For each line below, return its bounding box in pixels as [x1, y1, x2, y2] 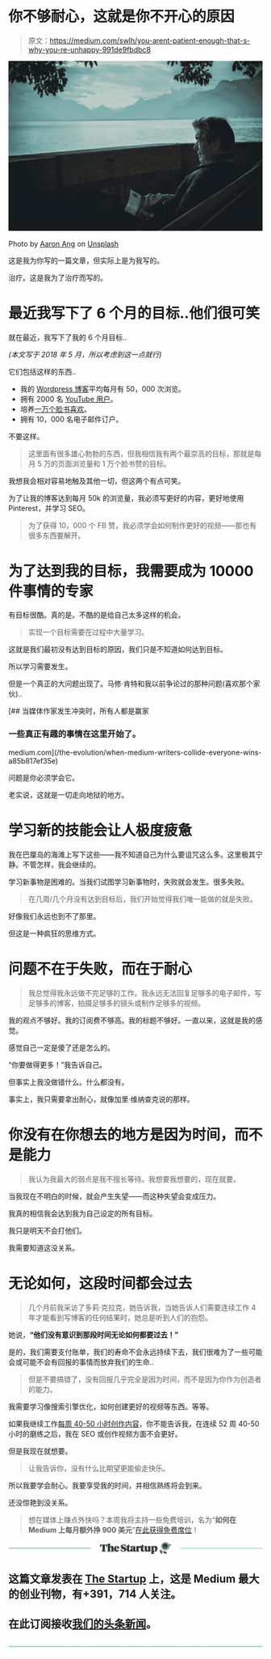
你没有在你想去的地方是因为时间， [8, 1125, 236, 1144]
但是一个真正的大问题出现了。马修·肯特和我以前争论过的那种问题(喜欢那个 [8, 679, 254, 688]
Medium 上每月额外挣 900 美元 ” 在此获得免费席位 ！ [27, 1525, 199, 1534]
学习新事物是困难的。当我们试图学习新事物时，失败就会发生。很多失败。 [8, 877, 248, 887]
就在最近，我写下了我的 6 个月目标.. [8, 332, 127, 342]
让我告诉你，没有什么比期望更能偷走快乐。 [27, 1463, 170, 1473]
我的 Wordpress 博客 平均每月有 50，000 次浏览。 [19, 383, 186, 393]
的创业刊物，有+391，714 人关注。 [8, 1587, 181, 1602]
